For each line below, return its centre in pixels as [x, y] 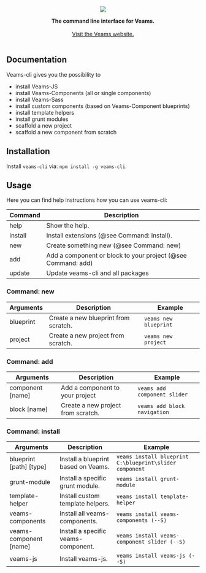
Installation [28, 151]
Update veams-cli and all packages [97, 273]
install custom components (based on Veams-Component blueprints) [102, 106]
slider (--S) [167, 542]
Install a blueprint [84, 459]
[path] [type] [28, 467]
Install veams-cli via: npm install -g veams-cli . [67, 166]
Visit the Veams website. [103, 34]
